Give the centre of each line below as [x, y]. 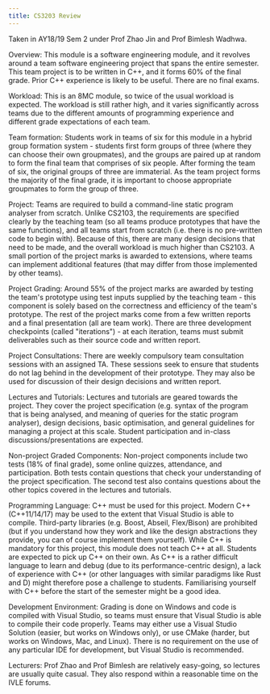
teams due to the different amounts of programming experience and [121, 113]
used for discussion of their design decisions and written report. [115, 381]
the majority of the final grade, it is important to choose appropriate [120, 180]
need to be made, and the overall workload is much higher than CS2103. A [132, 247]
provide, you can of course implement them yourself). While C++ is [120, 539]
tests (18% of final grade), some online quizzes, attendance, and [115, 464]
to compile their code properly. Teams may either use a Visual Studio [123, 624]
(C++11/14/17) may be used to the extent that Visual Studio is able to [121, 514]
